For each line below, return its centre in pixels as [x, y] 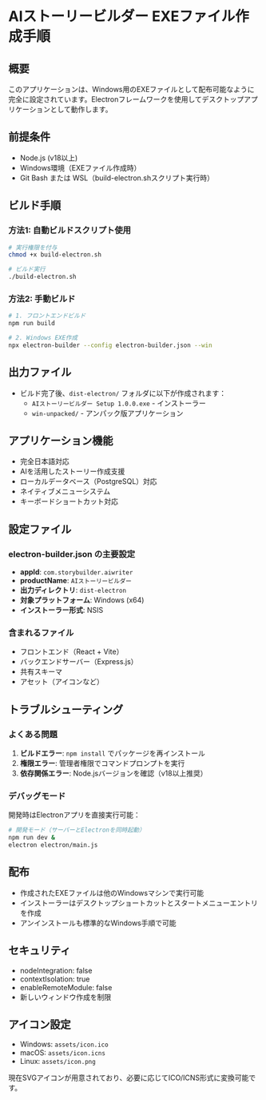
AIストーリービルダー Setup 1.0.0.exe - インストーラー [119, 403]
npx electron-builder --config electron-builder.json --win [111, 345]
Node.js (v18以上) [49, 158]
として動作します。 [81, 109]
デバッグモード [37, 796]
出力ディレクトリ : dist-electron [73, 590]
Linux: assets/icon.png [58, 1062]
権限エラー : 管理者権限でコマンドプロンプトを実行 [102, 764]
